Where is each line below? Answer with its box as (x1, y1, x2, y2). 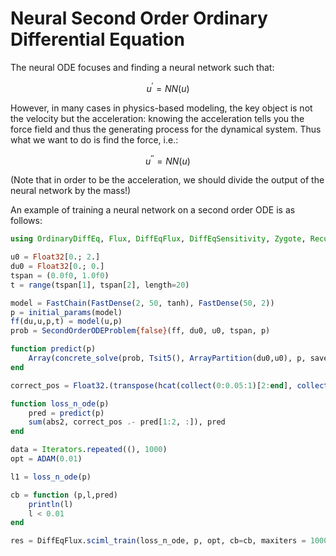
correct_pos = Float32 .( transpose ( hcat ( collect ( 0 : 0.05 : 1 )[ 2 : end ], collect (10, 380, 329, 391)
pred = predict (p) (28, 408, 105, 418)
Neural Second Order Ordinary (10, 7, 268, 30)
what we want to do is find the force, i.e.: (10, 133, 179, 146)
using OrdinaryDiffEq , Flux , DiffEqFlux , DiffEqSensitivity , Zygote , (10, 234, 307, 244)
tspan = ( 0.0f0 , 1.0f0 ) (10, 270, 110, 281)
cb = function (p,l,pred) (10, 490, 118, 500)
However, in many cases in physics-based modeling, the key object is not (10, 102, 313, 114)
